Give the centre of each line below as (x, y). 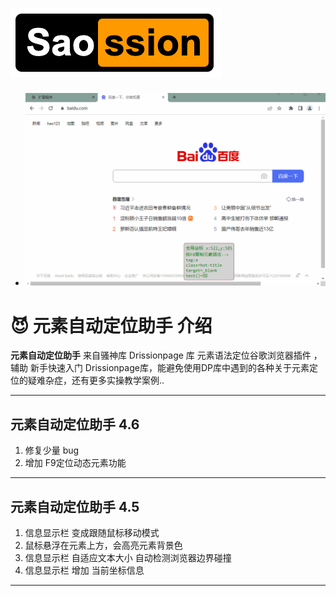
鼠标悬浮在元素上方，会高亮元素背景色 (103, 545)
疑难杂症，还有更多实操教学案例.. (96, 380)
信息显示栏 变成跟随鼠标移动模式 (92, 533)
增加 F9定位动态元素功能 (75, 463)
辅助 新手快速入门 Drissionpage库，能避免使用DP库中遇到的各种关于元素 (160, 368)
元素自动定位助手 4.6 (75, 424)
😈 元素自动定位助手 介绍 (111, 325)
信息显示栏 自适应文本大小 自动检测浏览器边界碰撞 (128, 558)
